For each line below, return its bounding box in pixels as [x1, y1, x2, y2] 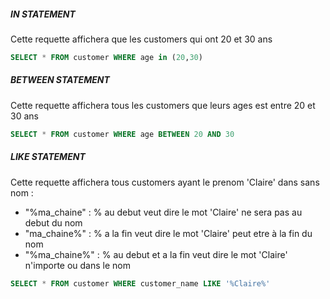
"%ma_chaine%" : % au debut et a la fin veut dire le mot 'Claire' [24, 248, 288, 260]
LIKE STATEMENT [10, 151, 86, 163]
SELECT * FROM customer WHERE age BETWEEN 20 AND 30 [10, 129, 235, 139]
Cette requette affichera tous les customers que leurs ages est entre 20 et [10, 99, 316, 111]
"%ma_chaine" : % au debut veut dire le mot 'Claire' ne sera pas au [24, 206, 303, 218]
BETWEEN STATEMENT [10, 74, 110, 86]
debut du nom [24, 216, 83, 229]
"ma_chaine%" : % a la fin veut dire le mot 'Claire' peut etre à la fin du [24, 227, 313, 239]
